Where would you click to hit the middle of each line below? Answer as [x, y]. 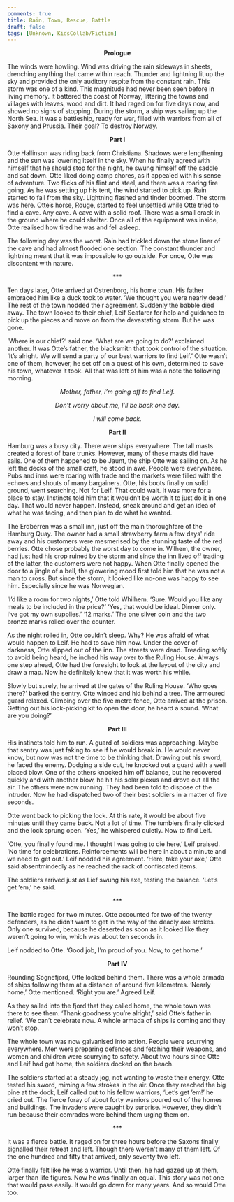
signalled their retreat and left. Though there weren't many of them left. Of [114, 1149]
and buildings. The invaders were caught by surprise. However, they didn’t [114, 1107]
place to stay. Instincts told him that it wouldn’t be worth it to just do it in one [117, 498]
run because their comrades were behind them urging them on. [98, 1115]
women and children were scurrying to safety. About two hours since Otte [114, 1057]
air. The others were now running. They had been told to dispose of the [110, 787]
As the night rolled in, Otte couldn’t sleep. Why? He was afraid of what [108, 635]
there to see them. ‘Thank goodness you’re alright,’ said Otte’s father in [109, 1013]
